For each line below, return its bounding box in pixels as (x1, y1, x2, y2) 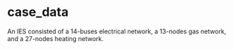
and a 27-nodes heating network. (7, 34, 104, 42)
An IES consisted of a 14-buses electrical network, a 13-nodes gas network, (7, 27, 227, 35)
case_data (7, 4, 69, 20)
